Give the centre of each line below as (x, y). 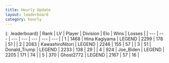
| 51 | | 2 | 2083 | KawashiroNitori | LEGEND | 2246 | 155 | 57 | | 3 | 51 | (78, 44)
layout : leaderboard (27, 15)
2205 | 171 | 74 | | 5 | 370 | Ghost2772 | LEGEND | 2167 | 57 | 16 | (72, 55)
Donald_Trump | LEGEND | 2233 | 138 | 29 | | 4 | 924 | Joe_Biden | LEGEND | (85, 50)
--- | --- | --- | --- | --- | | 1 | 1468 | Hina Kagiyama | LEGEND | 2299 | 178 (87, 39)
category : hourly (24, 19)
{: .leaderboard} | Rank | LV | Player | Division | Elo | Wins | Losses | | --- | (82, 34)
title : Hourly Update (28, 10)
